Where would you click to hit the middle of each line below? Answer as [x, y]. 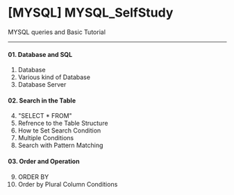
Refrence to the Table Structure [63, 124]
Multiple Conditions [46, 138]
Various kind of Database [54, 77]
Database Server [42, 85]
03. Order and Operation [44, 161]
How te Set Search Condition [59, 130]
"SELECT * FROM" [45, 116]
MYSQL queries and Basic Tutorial [57, 32]
